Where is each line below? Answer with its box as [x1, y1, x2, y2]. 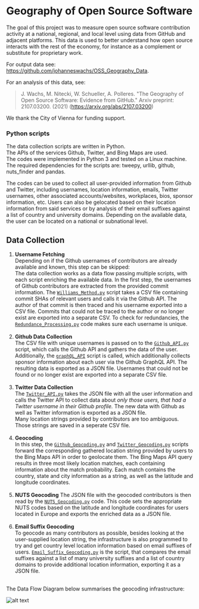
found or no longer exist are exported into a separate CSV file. [14, 371, 168, 378]
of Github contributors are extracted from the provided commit [14, 282, 169, 290]
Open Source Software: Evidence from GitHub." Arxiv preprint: [20, 97, 175, 104]
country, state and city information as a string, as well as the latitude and [14, 473, 194, 480]
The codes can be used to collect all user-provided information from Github [6, 180, 192, 187]
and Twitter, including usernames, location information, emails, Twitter [6, 186, 179, 193]
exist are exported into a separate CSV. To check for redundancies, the [14, 314, 189, 321]
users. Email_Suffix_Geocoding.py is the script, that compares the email [14, 548, 191, 555]
